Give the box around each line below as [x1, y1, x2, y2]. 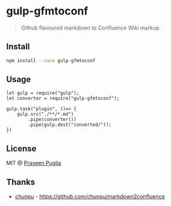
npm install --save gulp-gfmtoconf [6, 57, 96, 64]
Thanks [6, 176, 36, 187]
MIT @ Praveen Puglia [6, 160, 61, 167]
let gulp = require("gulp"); [6, 90, 79, 96]
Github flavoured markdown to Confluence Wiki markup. [20, 24, 161, 31]
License [6, 143, 37, 154]
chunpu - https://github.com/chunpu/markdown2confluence [14, 193, 166, 200]
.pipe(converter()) [28, 116, 77, 123]
